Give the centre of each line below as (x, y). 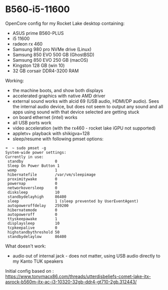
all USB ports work (32, 122)
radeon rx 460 (27, 44)
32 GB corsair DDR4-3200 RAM (46, 71)
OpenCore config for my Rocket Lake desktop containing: (65, 23)
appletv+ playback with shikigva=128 (51, 133)
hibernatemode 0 (32, 210)
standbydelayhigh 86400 (37, 197)
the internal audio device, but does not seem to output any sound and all (88, 106)
